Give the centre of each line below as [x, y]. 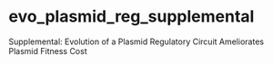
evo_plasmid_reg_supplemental [131, 17]
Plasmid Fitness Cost [48, 50]
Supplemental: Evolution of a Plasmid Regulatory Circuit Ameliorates [136, 41]
